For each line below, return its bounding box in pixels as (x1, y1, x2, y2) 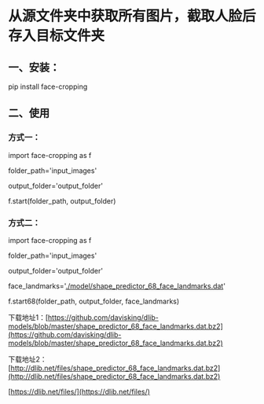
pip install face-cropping (8, 82, 88, 91)
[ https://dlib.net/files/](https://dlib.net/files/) (8, 387, 151, 396)
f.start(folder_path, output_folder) (8, 196, 116, 205)
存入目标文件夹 (8, 27, 105, 45)
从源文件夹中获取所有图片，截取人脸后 (8, 7, 257, 25)
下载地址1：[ (8, 312, 49, 322)
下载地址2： (8, 354, 47, 364)
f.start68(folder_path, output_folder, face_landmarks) (8, 296, 180, 306)
